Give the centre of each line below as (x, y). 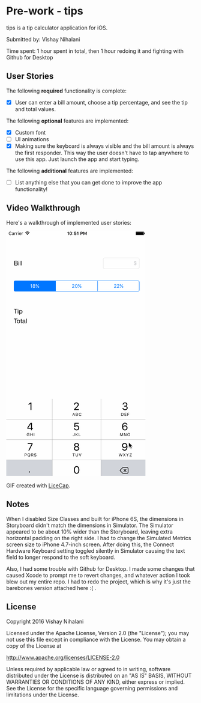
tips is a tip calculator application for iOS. (57, 28)
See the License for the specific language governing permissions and (92, 688)
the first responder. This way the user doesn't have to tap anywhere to (102, 153)
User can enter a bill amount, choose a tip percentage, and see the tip (101, 102)
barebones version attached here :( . (51, 588)
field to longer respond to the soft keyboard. (61, 557)
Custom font (30, 132)
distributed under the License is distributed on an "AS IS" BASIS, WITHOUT (99, 675)
